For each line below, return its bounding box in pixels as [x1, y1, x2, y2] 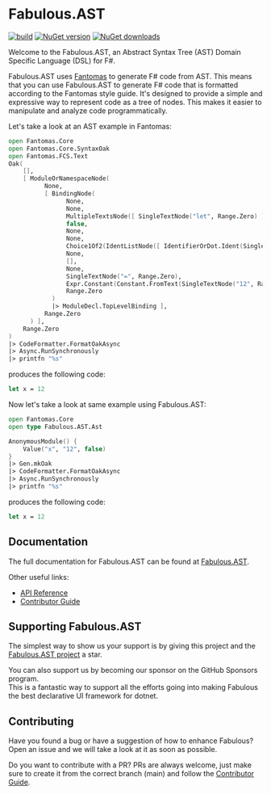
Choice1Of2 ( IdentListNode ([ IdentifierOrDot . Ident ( [65, 242, 244, 250]
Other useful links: [8, 572, 69, 582]
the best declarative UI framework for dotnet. [8, 691, 159, 701]
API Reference [19, 587, 69, 598]
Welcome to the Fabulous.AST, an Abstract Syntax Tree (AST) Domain [8, 47, 242, 57]
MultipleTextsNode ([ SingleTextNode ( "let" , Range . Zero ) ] [65, 212, 265, 221]
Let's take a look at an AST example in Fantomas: [8, 121, 172, 131]
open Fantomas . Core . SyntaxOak [8, 145, 110, 153]
